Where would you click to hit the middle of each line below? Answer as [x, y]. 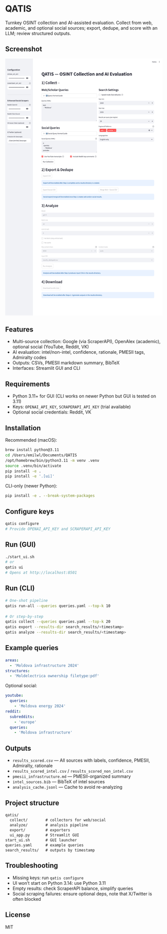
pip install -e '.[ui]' [30, 476]
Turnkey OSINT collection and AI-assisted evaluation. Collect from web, [79, 23]
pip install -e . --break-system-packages [50, 496]
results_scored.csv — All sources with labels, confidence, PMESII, [81, 760]
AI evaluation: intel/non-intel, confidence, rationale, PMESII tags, [79, 352]
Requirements [27, 384]
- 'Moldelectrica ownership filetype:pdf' [54, 676]
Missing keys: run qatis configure [48, 878]
